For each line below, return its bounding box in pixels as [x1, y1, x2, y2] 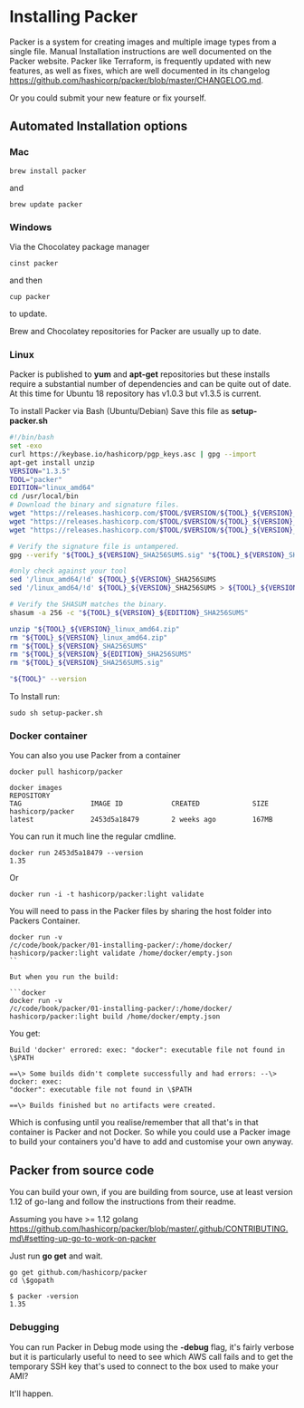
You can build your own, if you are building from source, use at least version [9, 1187, 293, 1198]
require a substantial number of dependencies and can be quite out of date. [9, 379, 291, 390]
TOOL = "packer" [9, 475, 63, 484]
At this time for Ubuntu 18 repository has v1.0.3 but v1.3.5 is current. [9, 388, 261, 400]
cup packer [9, 292, 51, 301]
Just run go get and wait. [9, 1250, 103, 1261]
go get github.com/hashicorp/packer [9, 1268, 147, 1278]
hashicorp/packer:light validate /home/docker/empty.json [9, 949, 233, 958]
